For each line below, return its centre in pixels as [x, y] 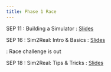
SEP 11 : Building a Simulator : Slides [50, 28]
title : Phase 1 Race [32, 12]
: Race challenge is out [34, 51]
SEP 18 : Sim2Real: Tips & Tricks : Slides [55, 63]
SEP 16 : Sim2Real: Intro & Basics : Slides [56, 40]
